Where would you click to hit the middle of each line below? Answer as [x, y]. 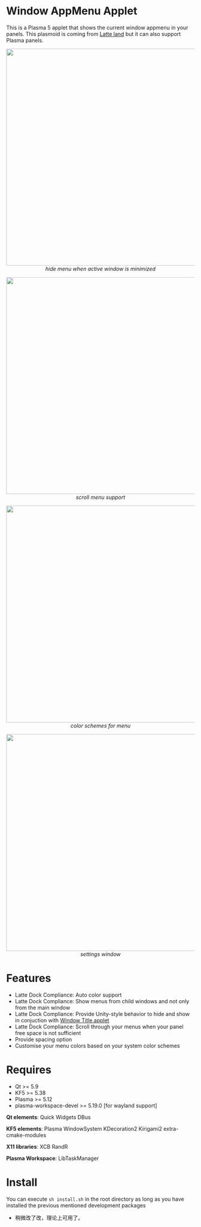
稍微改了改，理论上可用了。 [49, 1217]
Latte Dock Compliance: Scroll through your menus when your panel [99, 1027]
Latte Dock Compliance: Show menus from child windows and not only [102, 1001]
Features [29, 978]
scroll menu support [100, 497]
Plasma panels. [25, 40]
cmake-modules [26, 1135]
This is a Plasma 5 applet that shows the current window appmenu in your [97, 28]
